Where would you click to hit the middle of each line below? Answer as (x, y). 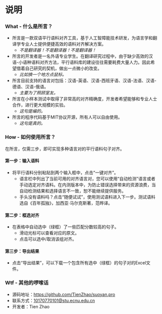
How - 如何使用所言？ (30, 137)
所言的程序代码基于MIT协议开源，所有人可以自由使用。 (67, 117)
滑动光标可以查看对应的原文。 (49, 233)
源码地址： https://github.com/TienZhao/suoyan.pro (63, 294)
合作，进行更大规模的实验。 (40, 105)
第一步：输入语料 (22, 161)
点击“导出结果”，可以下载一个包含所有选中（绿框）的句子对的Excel (79, 263)
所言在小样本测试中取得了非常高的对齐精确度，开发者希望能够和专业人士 (84, 99)
